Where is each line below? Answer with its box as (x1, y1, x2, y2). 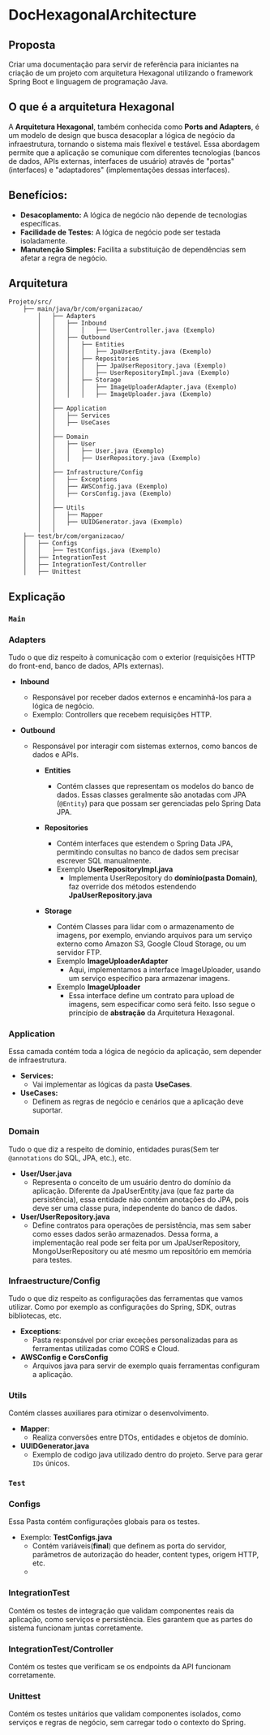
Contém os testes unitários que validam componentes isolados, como (8, 1709, 242, 1719)
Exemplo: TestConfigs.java (19, 1532, 113, 1543)
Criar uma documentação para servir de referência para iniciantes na (8, 59, 239, 69)
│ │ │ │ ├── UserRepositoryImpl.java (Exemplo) (37, 369, 230, 377)
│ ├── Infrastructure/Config (37, 468, 144, 476)
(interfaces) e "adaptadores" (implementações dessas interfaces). (8, 165, 230, 174)
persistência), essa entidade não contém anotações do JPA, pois (32, 1195, 250, 1204)
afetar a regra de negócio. (19, 253, 108, 263)
